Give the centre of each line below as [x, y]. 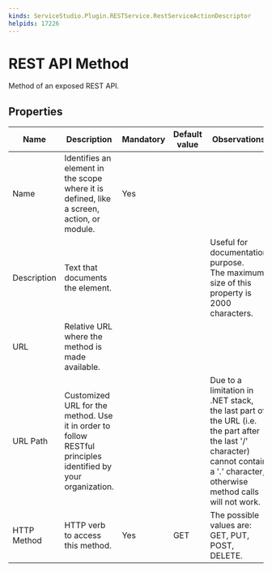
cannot [223, 462]
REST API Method [69, 64]
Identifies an [88, 158]
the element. [88, 288]
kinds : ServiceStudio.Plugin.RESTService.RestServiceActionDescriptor [130, 16]
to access [83, 535]
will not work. [235, 502]
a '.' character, [238, 471]
